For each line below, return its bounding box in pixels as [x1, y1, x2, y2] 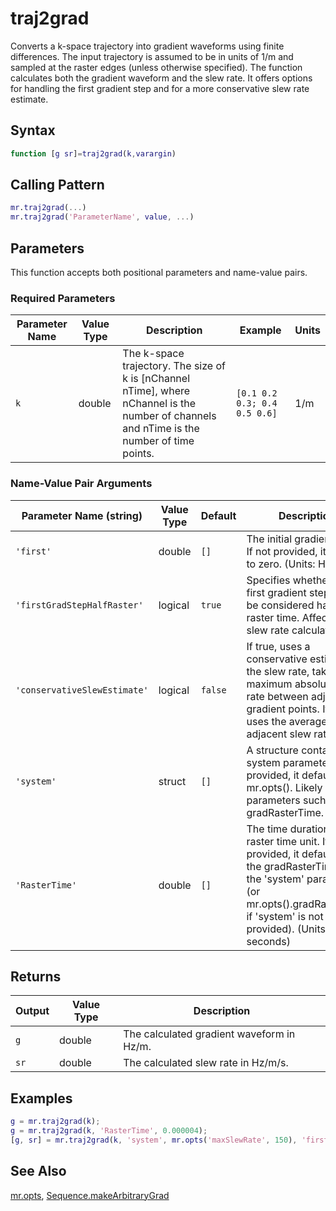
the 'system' [246, 872, 305, 886]
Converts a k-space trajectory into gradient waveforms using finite [10, 40, 285, 52]
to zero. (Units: [246, 557, 316, 571]
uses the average [246, 714, 328, 728]
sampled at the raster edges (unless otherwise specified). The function [10, 61, 303, 73]
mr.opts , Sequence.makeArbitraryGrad [10, 1189, 170, 1201]
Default [200, 508, 237, 522]
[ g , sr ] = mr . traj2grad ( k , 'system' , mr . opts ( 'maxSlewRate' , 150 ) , [10, 1135, 298, 1145]
